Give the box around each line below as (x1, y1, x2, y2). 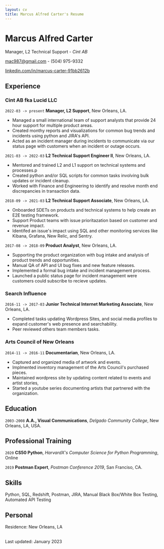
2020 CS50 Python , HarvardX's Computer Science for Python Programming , (5, 450, 159, 456)
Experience (5, 82, 41, 90)
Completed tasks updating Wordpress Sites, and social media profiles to (12, 316, 158, 322)
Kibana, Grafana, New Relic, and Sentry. (12, 233, 93, 239)
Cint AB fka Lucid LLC (5, 96, 58, 103)
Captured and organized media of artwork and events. (12, 359, 122, 365)
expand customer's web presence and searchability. (12, 321, 118, 327)
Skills (5, 479, 22, 487)
